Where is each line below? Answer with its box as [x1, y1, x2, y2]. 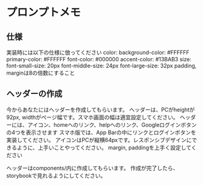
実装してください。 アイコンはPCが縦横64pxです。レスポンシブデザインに [6, 136, 192, 143]
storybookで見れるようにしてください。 [6, 172, 106, 179]
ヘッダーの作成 [6, 89, 63, 99]
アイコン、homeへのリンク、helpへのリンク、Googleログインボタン [27, 121, 197, 128]
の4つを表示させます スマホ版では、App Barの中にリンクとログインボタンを [6, 129, 196, 136]
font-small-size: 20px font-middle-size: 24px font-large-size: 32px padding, [6, 62, 197, 69]
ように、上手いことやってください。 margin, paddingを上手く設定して [16, 144, 191, 151]
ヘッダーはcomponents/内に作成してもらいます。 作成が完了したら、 [6, 164, 179, 172]
